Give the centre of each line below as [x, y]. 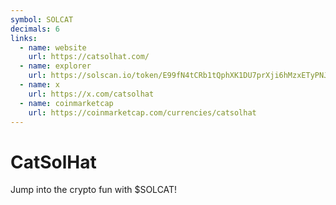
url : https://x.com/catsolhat [91, 94]
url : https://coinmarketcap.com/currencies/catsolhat [142, 112]
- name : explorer [55, 66]
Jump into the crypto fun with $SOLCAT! [94, 190]
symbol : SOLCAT [42, 19]
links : [24, 38]
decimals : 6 [35, 29]
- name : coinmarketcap [66, 103]
